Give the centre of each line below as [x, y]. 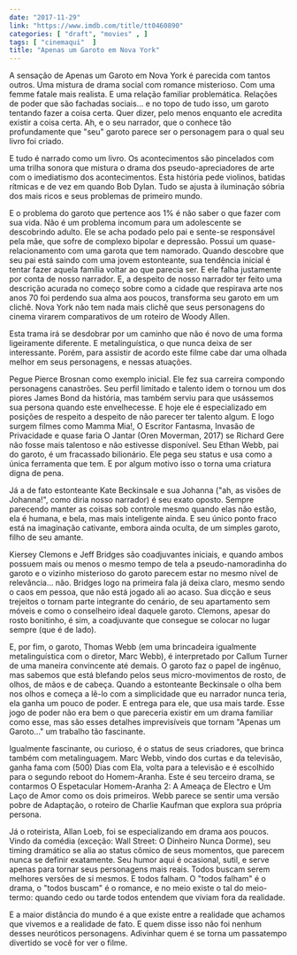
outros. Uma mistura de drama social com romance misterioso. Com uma [142, 85]
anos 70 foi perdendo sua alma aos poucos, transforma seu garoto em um [144, 298]
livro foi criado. [37, 142]
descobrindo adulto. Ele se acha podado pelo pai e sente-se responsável [142, 232]
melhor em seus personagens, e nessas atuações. [101, 362]
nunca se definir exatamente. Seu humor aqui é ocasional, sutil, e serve [139, 860]
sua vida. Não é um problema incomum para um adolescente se [125, 223]
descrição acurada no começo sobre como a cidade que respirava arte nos [146, 289]
